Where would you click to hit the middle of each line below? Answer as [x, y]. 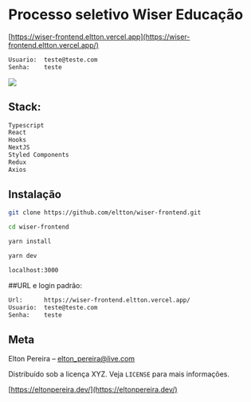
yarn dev [23, 256]
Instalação [35, 195]
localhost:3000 [33, 270]
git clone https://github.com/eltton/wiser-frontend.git [105, 213]
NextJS [19, 148]
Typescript [26, 125]
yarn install [30, 242]
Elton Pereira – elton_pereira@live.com [72, 359]
